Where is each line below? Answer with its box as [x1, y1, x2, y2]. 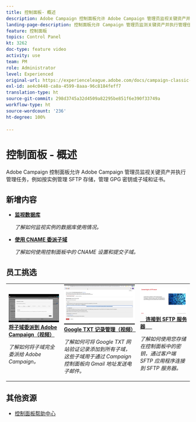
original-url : [6, 77, 41, 83]
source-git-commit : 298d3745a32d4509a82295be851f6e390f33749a [6, 96, 160, 102]
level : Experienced [6, 71, 54, 77]
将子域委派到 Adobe [8, 324, 57, 331]
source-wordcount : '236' [6, 108, 66, 114]
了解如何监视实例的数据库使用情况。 [14, 224, 102, 231]
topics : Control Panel [6, 34, 61, 40]
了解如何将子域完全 [8, 344, 55, 351]
